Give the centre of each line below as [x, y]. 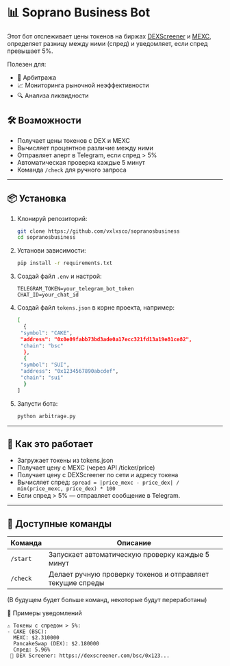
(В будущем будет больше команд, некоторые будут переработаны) [107, 600]
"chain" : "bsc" [42, 346]
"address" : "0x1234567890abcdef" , [69, 371]
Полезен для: [27, 64]
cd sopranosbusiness [46, 238]
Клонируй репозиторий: [52, 218]
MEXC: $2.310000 [36, 638]
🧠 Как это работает [50, 444]
